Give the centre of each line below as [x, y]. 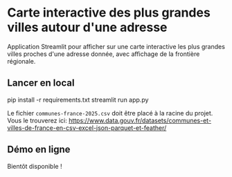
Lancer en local [41, 83]
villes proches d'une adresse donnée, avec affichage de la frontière [104, 54]
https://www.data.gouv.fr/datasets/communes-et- [140, 120]
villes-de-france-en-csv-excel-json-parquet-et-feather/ [87, 128]
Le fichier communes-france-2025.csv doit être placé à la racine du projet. [110, 113]
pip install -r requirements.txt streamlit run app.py [78, 100]
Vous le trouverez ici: [37, 120]
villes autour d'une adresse [87, 27]
